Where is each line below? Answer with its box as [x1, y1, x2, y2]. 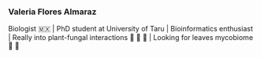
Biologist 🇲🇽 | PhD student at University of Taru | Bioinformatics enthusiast [8, 24, 254, 34]
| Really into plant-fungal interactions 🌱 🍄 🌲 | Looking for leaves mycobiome [8, 33, 254, 42]
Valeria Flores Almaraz [8, 6, 97, 17]
